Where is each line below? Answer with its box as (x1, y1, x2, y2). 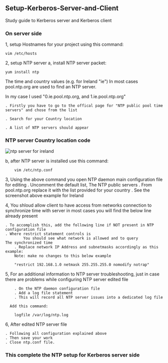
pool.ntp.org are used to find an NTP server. (5, 84, 97, 90)
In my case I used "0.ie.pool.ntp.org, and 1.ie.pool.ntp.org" (5, 94, 126, 100)
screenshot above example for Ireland (5, 193, 84, 199)
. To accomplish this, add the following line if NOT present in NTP (5, 223, 154, 228)
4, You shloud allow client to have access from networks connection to (5, 202, 152, 208)
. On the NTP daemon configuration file (14, 286, 100, 291)
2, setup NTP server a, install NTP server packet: (5, 60, 107, 66)
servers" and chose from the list (5, 108, 78, 113)
